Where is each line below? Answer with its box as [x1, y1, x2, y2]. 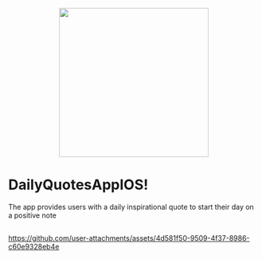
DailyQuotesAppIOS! [8, 176, 149, 194]
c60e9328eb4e [8, 242, 60, 252]
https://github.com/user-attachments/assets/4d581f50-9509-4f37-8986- [8, 234, 250, 243]
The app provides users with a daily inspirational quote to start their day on [8, 202, 255, 211]
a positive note [8, 211, 57, 220]
